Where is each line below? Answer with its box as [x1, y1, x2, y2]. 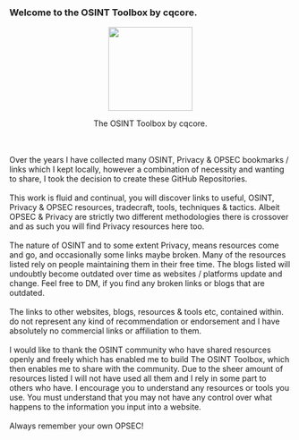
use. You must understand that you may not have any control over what [9, 392, 273, 403]
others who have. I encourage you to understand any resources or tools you [9, 383, 289, 393]
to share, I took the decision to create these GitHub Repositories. [9, 173, 248, 184]
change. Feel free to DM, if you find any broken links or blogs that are [9, 278, 266, 289]
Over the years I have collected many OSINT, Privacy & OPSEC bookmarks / [9, 155, 289, 165]
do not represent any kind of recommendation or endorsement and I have [9, 316, 280, 327]
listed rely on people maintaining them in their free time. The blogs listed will [9, 259, 291, 270]
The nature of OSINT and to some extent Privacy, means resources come [9, 240, 279, 251]
